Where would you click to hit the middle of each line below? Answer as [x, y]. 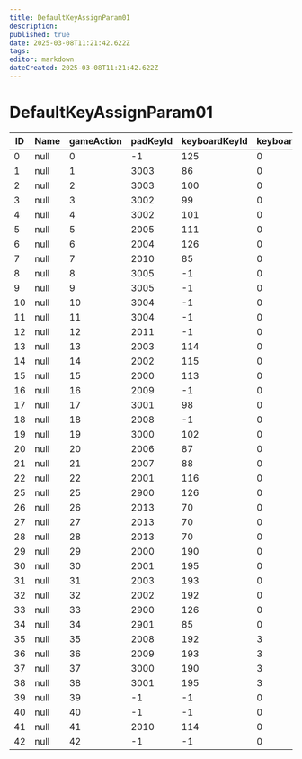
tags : [19, 51]
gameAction [96, 140]
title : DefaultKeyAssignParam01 [70, 18]
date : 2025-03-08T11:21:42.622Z [70, 43]
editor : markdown [42, 59]
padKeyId [152, 140]
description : [34, 26]
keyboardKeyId [215, 140]
